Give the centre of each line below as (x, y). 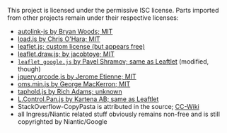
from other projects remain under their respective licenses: (93, 18)
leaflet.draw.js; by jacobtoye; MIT (66, 54)
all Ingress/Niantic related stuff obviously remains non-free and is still (119, 114)
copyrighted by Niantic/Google (62, 122)
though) (29, 69)
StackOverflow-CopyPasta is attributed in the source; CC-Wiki (108, 106)
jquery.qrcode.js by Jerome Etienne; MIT (77, 76)
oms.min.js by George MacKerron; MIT (74, 84)
